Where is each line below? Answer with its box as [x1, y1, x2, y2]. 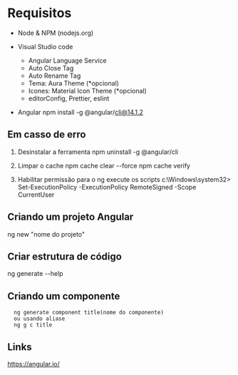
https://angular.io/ [7, 360, 61, 368]
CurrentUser [17, 190, 55, 199]
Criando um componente [7, 290, 120, 302]
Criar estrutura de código [7, 250, 123, 262]
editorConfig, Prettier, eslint [28, 94, 110, 103]
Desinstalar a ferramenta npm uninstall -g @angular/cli [17, 148, 179, 156]
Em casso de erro [7, 128, 86, 140]
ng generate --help [7, 269, 63, 278]
